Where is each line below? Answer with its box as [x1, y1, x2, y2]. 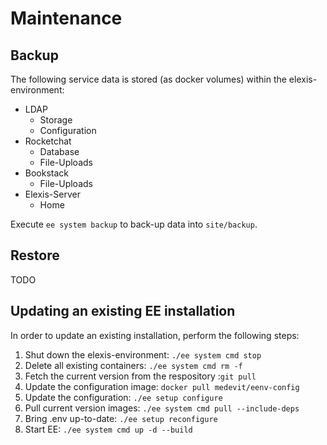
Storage [39, 114, 73, 126]
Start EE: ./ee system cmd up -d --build [24, 423, 193, 435]
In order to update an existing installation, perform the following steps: [10, 329, 300, 341]
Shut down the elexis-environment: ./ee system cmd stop [24, 348, 262, 361]
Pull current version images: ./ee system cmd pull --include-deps [24, 402, 300, 414]
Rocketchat [24, 135, 72, 147]
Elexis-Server [24, 188, 81, 200]
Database [39, 146, 80, 157]
